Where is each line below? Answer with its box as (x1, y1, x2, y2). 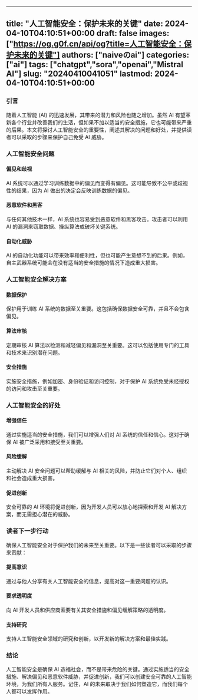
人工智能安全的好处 (6, 401, 61, 410)
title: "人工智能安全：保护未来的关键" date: (6, 19, 163, 29)
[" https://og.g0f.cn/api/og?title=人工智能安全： (6, 39, 184, 49)
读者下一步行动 (6, 527, 49, 535)
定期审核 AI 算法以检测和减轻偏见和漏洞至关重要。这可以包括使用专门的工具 (6, 341, 190, 348)
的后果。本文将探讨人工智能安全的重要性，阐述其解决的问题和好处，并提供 (6, 126, 187, 133)
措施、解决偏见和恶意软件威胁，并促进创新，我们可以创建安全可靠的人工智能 (6, 673, 192, 681)
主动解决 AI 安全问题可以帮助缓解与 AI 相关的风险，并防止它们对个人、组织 (6, 467, 187, 474)
